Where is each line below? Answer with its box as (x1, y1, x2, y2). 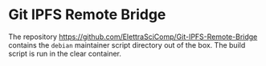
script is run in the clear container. (8, 49, 122, 58)
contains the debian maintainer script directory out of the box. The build (8, 40, 246, 49)
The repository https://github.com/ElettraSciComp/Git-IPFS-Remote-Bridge (8, 32, 258, 41)
